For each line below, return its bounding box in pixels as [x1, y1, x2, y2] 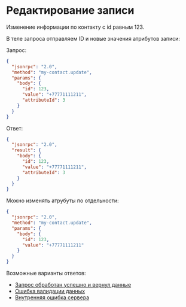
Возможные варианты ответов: [6, 270, 86, 277]
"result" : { [11, 147, 42, 153]
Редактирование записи [6, 4, 135, 17]
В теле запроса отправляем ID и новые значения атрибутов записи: [6, 35, 181, 42]
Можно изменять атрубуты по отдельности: [6, 197, 119, 204]
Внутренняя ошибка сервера [14, 294, 90, 301]
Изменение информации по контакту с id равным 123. [6, 23, 145, 31]
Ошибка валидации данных [14, 288, 86, 295]
